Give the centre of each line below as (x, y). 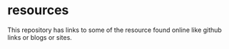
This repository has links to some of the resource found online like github (115, 30)
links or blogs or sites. (40, 37)
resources (38, 10)
